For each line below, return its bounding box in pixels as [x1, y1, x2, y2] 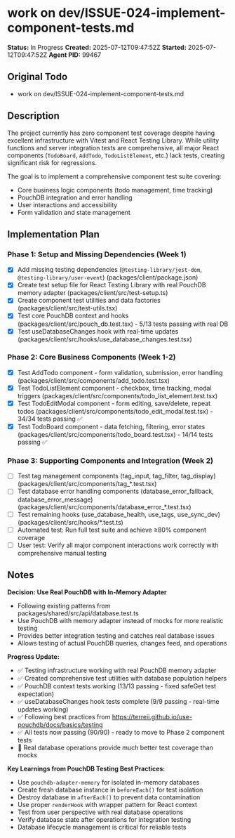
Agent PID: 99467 [48, 51, 102, 59]
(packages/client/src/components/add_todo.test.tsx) [17, 376, 170, 384]
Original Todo [7, 71, 68, 83]
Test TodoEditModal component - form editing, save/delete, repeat [17, 399, 211, 407]
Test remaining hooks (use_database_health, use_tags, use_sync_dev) [17, 510, 221, 518]
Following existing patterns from [17, 601, 111, 610]
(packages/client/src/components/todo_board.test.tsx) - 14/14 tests [17, 431, 213, 439]
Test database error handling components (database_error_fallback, [17, 487, 214, 496]
